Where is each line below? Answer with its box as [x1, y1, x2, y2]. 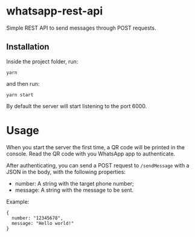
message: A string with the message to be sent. [14, 186, 134, 193]
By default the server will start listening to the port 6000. [6, 102, 147, 109]
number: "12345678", [11, 215, 63, 221]
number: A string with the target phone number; [14, 180, 134, 187]
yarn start [6, 92, 34, 98]
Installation [6, 42, 50, 52]
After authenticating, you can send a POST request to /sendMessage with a [6, 161, 190, 169]
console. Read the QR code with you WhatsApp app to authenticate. [6, 150, 176, 157]
